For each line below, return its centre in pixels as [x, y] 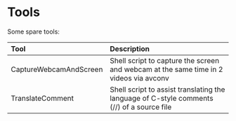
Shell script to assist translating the [168, 90]
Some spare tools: [33, 31]
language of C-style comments [162, 98]
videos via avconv [140, 78]
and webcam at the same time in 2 [166, 69]
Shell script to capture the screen [165, 60]
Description [130, 48]
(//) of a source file [141, 107]
